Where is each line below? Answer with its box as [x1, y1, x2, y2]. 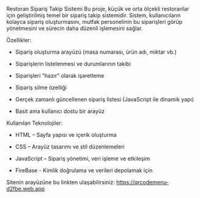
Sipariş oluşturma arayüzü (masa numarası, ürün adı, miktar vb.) [15, 48, 177, 56]
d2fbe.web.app [6, 185, 45, 192]
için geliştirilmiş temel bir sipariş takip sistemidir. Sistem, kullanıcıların [6, 12, 181, 19]
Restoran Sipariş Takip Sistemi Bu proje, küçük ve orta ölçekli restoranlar [6, 5, 190, 12]
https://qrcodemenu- [116, 178, 169, 186]
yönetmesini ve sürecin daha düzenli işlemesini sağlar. [6, 24, 143, 32]
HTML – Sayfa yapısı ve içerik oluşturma [15, 131, 117, 138]
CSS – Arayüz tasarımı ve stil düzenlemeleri [15, 143, 125, 150]
